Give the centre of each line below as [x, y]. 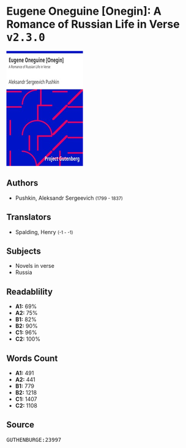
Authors [22, 183]
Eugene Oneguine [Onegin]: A [84, 11]
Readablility [30, 291]
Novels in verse [35, 266]
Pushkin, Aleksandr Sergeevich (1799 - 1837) [69, 198]
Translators [29, 217]
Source [20, 425]
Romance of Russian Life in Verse [93, 24]
